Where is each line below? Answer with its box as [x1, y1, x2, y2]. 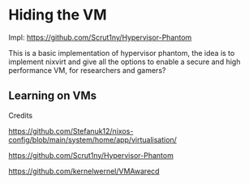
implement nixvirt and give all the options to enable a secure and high [8, 57, 241, 66]
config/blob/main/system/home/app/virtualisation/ [8, 135, 177, 144]
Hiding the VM [8, 6, 107, 24]
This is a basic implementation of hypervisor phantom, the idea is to [8, 48, 235, 58]
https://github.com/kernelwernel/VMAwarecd [8, 166, 160, 176]
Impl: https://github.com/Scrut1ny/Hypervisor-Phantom [8, 32, 192, 42]
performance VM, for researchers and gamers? [8, 65, 166, 75]
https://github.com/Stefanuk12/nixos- [8, 126, 134, 135]
